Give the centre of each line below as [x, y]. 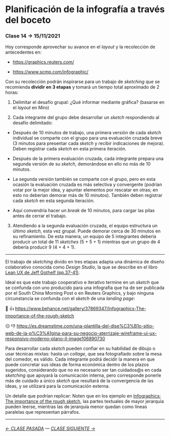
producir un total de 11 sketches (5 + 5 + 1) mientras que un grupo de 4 [86, 242]
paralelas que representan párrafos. [43, 412]
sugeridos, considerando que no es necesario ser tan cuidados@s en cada [83, 370]
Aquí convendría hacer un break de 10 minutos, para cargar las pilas [84, 211]
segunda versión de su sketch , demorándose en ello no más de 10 [81, 164]
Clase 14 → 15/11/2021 [33, 36]
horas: [12, 93]
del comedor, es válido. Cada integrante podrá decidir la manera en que [80, 359]
